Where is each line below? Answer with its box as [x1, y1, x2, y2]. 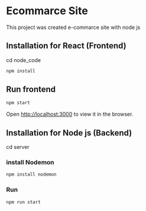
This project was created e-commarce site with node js [6, 24, 141, 31]
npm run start [6, 199, 41, 205]
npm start [6, 100, 31, 106]
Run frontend [6, 85, 56, 95]
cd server [6, 144, 30, 151]
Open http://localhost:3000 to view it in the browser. [6, 111, 134, 118]
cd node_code [6, 56, 41, 63]
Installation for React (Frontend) [6, 41, 126, 51]
